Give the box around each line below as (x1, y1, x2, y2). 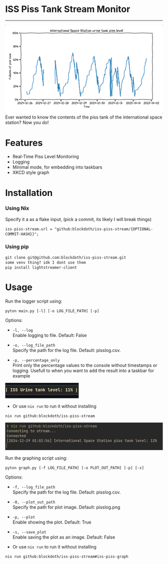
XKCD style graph (12, 169, 49, 175)
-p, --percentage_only (12, 358, 60, 363)
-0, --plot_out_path (12, 499, 55, 504)
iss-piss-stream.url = (5, 226, 52, 231)
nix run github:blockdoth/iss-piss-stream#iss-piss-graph (5, 554, 128, 559)
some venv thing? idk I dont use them (5, 260, 86, 265)
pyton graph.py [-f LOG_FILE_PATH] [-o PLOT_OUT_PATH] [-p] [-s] (5, 465, 144, 470)
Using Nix (5, 205, 29, 212)
